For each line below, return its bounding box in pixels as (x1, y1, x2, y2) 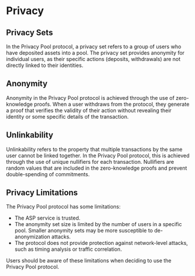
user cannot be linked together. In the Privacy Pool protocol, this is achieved (6, 152, 190, 159)
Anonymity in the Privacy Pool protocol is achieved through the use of (6, 94, 175, 101)
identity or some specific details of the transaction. (6, 113, 129, 120)
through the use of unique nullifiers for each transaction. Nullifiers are (6, 158, 175, 165)
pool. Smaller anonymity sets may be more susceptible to (14, 227, 153, 234)
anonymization (14, 233, 51, 240)
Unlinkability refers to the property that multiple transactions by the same (6, 146, 183, 153)
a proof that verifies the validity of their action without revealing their (6, 107, 172, 114)
